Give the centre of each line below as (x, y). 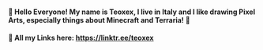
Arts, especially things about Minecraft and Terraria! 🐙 (100, 20)
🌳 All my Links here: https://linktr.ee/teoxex (81, 38)
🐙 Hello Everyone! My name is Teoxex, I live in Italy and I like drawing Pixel (131, 12)
